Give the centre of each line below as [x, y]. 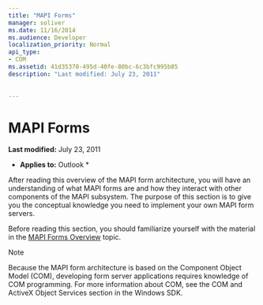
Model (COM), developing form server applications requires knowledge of [128, 276]
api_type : [24, 52]
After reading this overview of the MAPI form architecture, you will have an [130, 180]
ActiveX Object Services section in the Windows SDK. [96, 293]
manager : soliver [37, 23]
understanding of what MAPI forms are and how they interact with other [125, 188]
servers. [22, 214]
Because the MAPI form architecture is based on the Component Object [125, 268]
